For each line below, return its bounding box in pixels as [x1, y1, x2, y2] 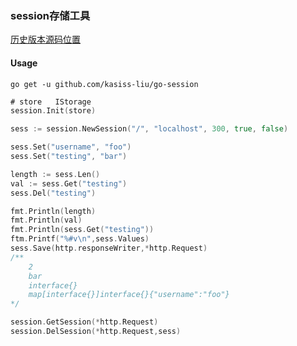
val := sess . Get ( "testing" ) [10, 178, 128, 189]
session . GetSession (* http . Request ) [10, 317, 159, 327]
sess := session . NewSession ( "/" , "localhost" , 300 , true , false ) [10, 124, 289, 134]
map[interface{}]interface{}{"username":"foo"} [28, 290, 230, 300]
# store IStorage [10, 97, 92, 107]
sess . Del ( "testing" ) [10, 188, 97, 198]
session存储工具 [10, 8, 91, 22]
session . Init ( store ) [10, 106, 97, 116]
